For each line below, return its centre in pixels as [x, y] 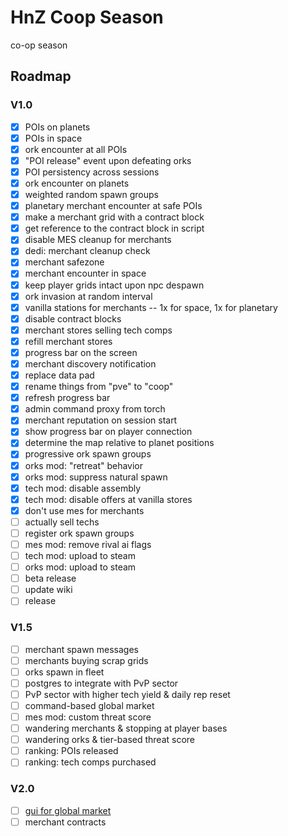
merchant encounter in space [85, 273]
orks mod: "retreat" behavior [84, 465]
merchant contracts [65, 822]
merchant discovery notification [90, 363]
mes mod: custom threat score [88, 717]
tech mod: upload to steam [80, 555]
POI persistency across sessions [92, 172]
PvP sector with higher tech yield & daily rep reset [127, 694]
